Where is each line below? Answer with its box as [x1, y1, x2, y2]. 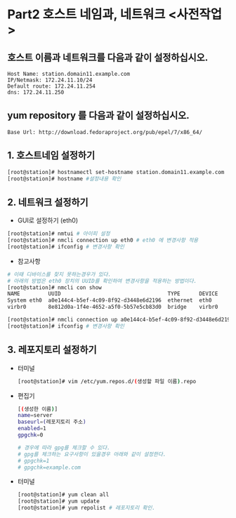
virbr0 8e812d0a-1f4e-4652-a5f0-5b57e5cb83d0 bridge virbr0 [7, 303, 218, 311]
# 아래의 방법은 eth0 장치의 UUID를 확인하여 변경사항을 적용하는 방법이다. [7, 277, 197, 284]
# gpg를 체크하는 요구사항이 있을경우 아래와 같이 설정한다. [17, 451, 166, 458]
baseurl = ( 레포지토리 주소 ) [17, 418, 86, 425]
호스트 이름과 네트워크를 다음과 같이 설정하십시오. [7, 51, 209, 63]
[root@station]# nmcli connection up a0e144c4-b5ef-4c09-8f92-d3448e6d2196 [7, 317, 234, 324]
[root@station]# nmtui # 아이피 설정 [7, 230, 110, 237]
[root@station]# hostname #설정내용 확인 [7, 175, 122, 182]
